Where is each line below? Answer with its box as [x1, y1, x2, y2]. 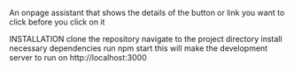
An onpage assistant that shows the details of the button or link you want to [9, 8, 285, 18]
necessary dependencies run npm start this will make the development [9, 43, 268, 53]
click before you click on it [9, 17, 105, 27]
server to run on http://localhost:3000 [9, 53, 148, 62]
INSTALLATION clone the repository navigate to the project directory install [9, 34, 282, 44]
